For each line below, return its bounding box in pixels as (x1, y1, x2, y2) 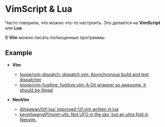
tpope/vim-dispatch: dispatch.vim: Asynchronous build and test (19, 71, 149, 77)
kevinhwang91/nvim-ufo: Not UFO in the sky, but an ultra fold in (19, 111, 149, 117)
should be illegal (19, 87, 53, 93)
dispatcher (19, 76, 42, 82)
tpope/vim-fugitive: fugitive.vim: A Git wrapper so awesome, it (19, 82, 146, 88)
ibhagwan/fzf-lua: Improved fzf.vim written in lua (19, 106, 119, 112)
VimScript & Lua (5, 3, 72, 15)
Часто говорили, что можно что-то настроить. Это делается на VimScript (5, 20, 161, 26)
